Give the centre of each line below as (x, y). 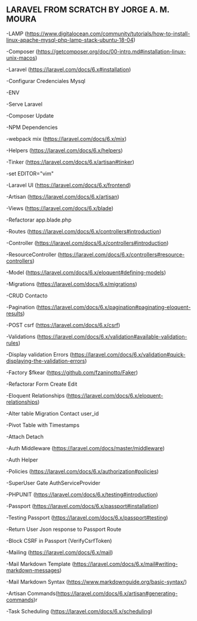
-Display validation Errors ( (39, 354)
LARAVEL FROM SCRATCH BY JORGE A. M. (88, 10)
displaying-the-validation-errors (46, 361)
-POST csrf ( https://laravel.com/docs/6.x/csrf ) (63, 325)
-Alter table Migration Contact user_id (53, 413)
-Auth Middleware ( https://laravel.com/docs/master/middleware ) (86, 448)
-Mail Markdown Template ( (40, 564)
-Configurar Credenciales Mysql (46, 81)
